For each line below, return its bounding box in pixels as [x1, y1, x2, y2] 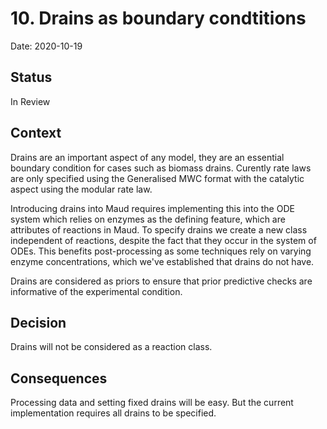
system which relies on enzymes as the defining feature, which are [10, 213, 286, 225]
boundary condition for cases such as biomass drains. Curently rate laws [10, 162, 312, 174]
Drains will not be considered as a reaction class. [10, 341, 213, 353]
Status [10, 69, 53, 86]
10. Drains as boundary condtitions [10, 7, 307, 30]
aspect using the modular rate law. [10, 183, 153, 195]
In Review [10, 95, 51, 107]
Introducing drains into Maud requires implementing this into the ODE [10, 202, 295, 214]
